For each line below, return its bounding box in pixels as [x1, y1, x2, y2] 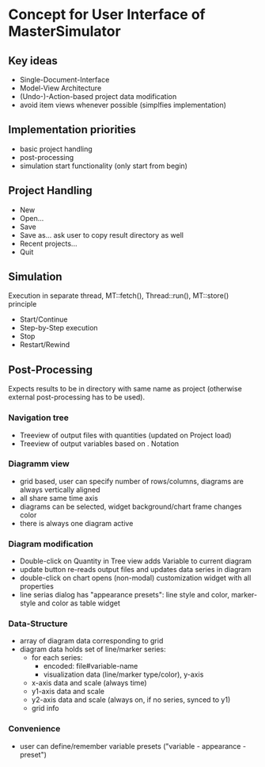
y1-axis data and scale [31, 687, 105, 696]
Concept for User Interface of [8, 6, 206, 24]
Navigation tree [8, 412, 70, 423]
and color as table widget [37, 598, 121, 608]
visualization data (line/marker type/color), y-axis [43, 670, 204, 679]
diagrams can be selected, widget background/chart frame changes [19, 502, 243, 511]
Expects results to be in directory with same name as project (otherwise [8, 384, 243, 394]
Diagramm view [8, 458, 70, 469]
